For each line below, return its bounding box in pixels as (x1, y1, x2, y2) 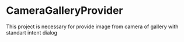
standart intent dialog (6, 29, 57, 36)
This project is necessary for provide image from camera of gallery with (6, 23, 179, 30)
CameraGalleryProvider (6, 4, 124, 17)
